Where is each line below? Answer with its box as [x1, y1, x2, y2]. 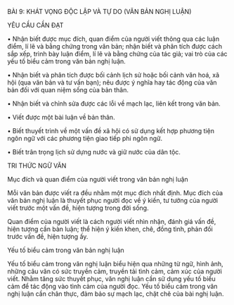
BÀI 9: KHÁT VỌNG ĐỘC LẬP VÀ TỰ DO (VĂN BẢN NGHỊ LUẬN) [7, 8, 192, 15]
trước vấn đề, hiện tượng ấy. [7, 232, 89, 240]
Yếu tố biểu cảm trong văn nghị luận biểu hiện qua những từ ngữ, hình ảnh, [7, 260, 223, 268]
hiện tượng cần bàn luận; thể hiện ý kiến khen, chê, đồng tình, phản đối [7, 225, 213, 233]
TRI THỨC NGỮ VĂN [7, 161, 67, 170]
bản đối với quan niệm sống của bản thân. [7, 86, 129, 94]
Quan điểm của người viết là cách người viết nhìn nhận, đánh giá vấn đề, [7, 218, 216, 225]
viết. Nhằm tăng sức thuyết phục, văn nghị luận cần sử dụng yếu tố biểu [7, 275, 216, 282]
